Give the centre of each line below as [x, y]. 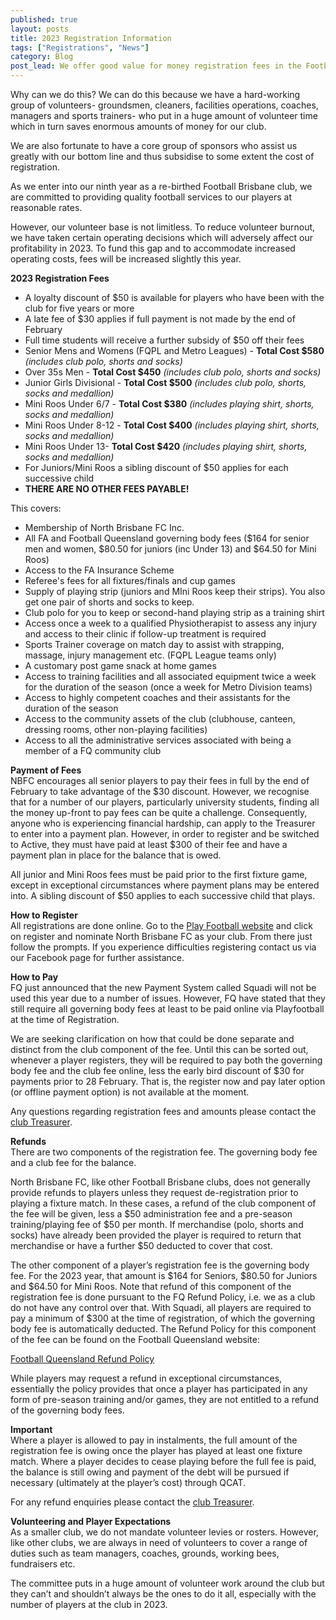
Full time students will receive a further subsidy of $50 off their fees [164, 340]
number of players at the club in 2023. [89, 1604]
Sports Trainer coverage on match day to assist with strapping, [154, 644]
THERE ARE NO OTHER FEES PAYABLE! [107, 489]
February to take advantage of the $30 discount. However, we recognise [160, 791]
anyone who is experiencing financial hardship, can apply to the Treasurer [163, 823]
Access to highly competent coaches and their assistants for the [157, 697]
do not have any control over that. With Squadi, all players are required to [161, 1307]
